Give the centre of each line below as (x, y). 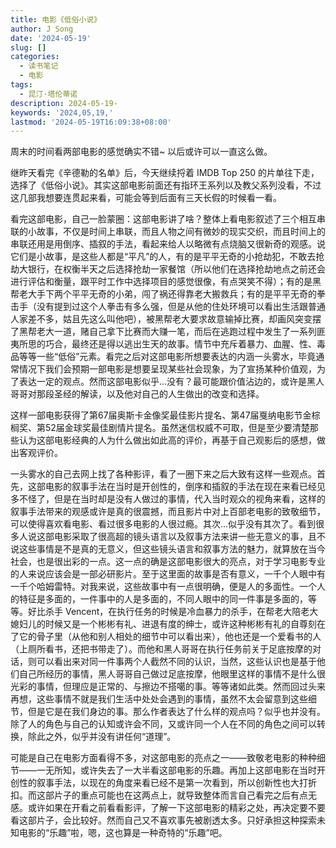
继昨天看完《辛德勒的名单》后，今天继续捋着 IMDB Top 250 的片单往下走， (165, 173)
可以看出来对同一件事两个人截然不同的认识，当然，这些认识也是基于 (176, 662)
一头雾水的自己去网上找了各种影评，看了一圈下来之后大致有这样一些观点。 (163, 474)
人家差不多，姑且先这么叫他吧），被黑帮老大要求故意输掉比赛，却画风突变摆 (166, 319)
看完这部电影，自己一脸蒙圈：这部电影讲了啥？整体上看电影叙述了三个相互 (163, 219)
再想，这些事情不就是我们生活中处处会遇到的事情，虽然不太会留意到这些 (159, 699)
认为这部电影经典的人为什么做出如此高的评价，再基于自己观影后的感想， (167, 440)
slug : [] (28, 47)
